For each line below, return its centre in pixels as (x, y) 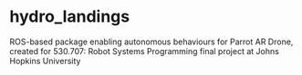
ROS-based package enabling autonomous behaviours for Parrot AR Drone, (151, 42)
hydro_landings (70, 17)
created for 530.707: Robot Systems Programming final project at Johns (145, 51)
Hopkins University (45, 61)
